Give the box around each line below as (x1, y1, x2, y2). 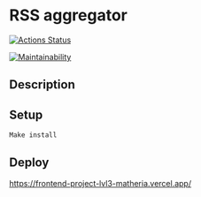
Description (9, 77, 75, 93)
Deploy (9, 155, 50, 170)
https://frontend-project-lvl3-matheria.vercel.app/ (9, 178, 192, 188)
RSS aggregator (9, 5, 128, 26)
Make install (9, 131, 58, 140)
